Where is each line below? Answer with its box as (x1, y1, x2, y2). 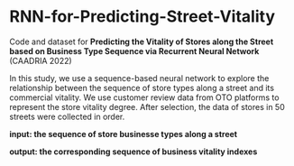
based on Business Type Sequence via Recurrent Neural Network (9, 45, 260, 56)
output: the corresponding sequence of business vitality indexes (9, 146, 258, 157)
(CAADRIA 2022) (9, 55, 72, 66)
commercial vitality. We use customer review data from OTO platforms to (9, 92, 280, 103)
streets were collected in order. (9, 111, 125, 122)
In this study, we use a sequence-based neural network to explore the (9, 72, 270, 83)
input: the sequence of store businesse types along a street (9, 128, 237, 139)
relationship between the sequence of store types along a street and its (9, 82, 275, 93)
